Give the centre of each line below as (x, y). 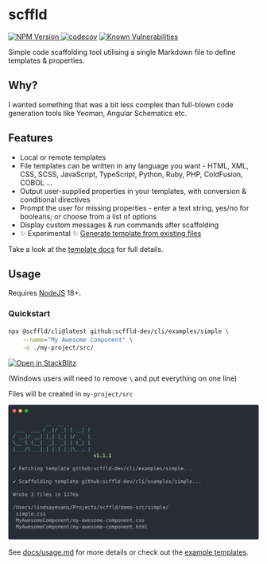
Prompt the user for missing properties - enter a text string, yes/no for (134, 207)
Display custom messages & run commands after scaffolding (119, 225)
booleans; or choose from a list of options (88, 216)
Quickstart (29, 314)
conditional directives (55, 199)
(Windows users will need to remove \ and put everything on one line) (123, 378)
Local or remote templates (63, 157)
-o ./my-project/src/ (58, 348)
